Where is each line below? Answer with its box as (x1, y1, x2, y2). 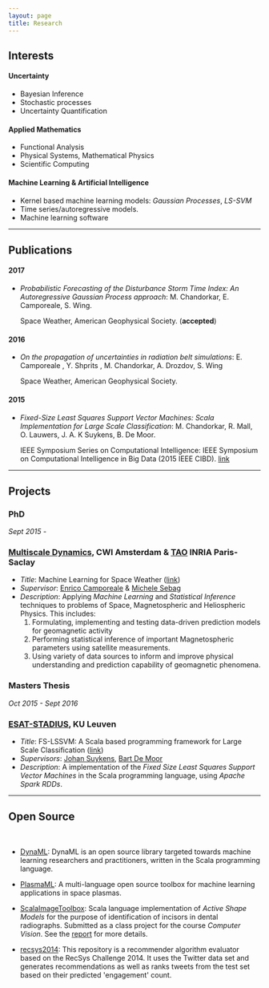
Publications (8, 243, 73, 257)
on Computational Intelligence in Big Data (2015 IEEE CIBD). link (19, 454, 230, 464)
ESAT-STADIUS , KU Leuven (8, 719, 117, 730)
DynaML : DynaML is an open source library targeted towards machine (19, 847, 251, 856)
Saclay (8, 557, 36, 568)
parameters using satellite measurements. (31, 643, 171, 653)
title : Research (8, 19, 62, 27)
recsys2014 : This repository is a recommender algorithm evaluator (19, 944, 240, 954)
